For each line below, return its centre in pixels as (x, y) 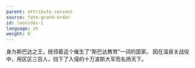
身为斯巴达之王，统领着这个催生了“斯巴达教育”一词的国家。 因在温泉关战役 (98, 52)
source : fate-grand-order (38, 17)
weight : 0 (18, 34)
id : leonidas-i (25, 23)
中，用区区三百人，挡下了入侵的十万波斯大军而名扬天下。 (76, 59)
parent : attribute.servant (40, 12)
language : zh (22, 28)
